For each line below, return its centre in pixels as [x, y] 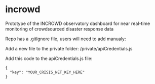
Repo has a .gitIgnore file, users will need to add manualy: [66, 39]
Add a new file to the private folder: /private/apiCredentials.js [69, 48]
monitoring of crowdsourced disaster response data [60, 29]
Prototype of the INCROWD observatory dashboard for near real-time [78, 23]
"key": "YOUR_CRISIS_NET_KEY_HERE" [47, 72]
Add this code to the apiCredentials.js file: [49, 58]
